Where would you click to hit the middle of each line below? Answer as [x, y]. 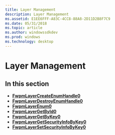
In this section [27, 84]
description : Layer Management [37, 14]
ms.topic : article [24, 28]
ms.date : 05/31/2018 [26, 23]
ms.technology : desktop [29, 42]
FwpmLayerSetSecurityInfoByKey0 [49, 127]
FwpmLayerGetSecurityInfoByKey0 [49, 122]
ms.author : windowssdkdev [31, 32]
